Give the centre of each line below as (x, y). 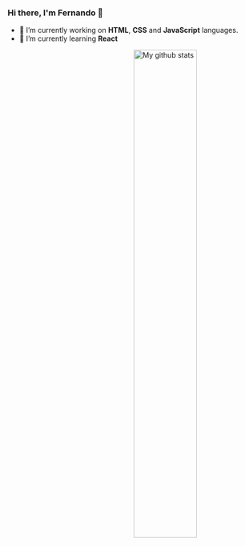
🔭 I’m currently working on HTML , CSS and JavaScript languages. (129, 30)
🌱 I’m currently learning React (68, 38)
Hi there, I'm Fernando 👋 (55, 13)
